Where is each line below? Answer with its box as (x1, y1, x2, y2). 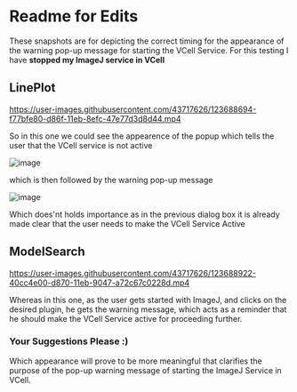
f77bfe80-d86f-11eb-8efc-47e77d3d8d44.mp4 (9, 113, 181, 124)
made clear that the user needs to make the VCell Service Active (9, 218, 246, 228)
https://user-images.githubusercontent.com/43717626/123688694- (9, 104, 257, 115)
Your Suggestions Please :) (9, 335, 129, 348)
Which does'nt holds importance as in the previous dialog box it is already (9, 209, 280, 220)
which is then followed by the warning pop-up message (9, 174, 213, 185)
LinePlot (9, 80, 56, 95)
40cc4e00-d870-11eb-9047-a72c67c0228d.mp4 (9, 277, 190, 288)
